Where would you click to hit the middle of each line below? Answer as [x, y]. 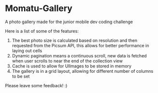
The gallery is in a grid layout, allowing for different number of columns [83, 71]
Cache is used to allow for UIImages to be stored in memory [72, 66]
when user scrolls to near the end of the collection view [67, 61]
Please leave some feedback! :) [36, 85]
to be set [21, 76]
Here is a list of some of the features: [42, 31]
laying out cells [27, 51]
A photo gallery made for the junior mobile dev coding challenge [69, 22]
